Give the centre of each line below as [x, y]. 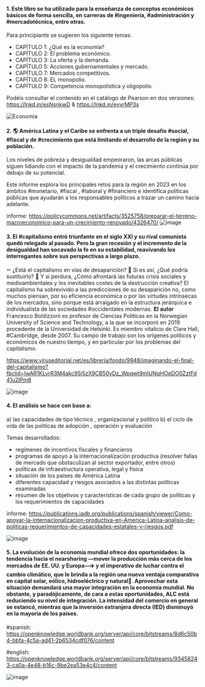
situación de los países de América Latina [68, 476]
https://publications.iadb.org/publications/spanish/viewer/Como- [110, 513]
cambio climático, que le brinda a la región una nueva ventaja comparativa [102, 575]
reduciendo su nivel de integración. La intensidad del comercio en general [102, 601]
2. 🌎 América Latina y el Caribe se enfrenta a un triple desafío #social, [98, 131]
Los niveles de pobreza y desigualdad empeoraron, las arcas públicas [94, 160]
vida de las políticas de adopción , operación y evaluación [80, 425]
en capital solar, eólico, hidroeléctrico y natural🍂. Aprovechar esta [92, 581]
